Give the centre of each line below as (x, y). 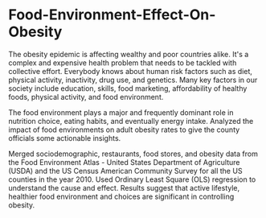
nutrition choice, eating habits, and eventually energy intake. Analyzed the (131, 121)
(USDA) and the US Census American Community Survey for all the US (125, 171)
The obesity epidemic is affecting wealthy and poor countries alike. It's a (129, 54)
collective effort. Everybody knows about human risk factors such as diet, (131, 71)
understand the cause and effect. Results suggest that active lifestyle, (124, 187)
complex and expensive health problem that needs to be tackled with (123, 63)
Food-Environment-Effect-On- (112, 15)
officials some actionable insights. (65, 138)
